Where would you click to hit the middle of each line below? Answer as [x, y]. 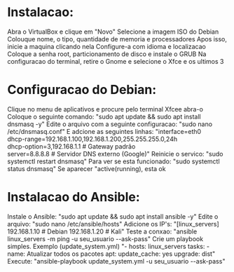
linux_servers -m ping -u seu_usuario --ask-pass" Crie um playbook [105, 238]
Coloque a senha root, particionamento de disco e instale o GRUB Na [107, 54]
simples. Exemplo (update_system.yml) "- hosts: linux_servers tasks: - [109, 246]
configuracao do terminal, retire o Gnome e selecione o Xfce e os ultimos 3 [116, 61]
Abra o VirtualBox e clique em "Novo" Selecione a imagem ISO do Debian [113, 32]
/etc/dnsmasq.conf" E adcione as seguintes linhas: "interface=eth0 [104, 131]
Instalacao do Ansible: [74, 197]
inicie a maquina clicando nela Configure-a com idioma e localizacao [107, 46]
